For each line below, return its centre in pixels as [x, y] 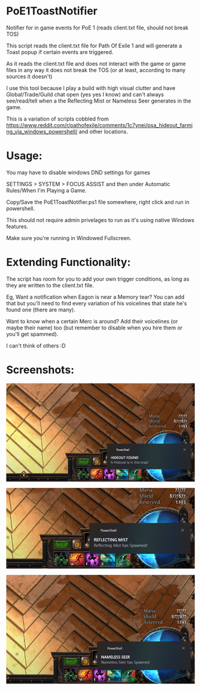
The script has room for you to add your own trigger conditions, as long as [98, 279]
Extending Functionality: [68, 262]
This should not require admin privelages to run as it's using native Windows [100, 220]
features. [17, 226]
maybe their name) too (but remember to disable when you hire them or [95, 328]
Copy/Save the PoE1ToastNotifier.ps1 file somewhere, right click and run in [98, 202]
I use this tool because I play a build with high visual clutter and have [91, 88]
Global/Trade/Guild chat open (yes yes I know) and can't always [85, 94]
